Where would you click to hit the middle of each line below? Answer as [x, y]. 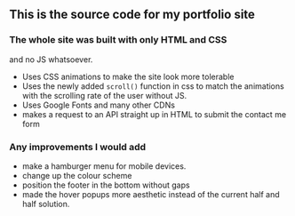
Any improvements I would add [78, 147]
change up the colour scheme [77, 175]
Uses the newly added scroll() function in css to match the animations [153, 86]
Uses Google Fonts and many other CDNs [99, 105]
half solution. [46, 204]
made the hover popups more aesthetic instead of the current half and [151, 194]
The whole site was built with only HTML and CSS [118, 40]
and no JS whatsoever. [51, 59]
